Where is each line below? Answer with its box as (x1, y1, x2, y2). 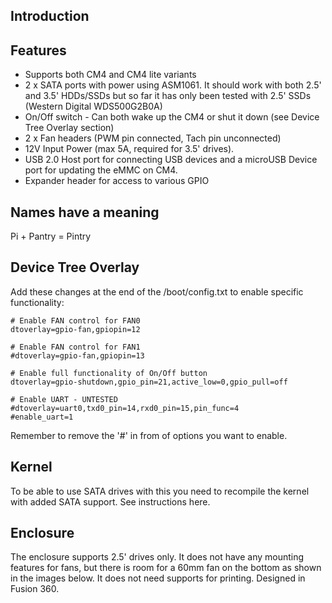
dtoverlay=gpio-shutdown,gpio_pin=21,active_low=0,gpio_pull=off (10, 377, 288, 387)
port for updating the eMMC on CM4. (24, 164, 178, 176)
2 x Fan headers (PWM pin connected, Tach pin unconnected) (24, 132, 282, 144)
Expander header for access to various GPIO (24, 175, 210, 187)
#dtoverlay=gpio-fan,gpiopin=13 (10, 350, 145, 361)
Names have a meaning (10, 204, 160, 221)
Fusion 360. (10, 583, 60, 595)
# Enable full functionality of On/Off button (10, 368, 208, 378)
